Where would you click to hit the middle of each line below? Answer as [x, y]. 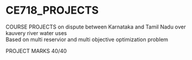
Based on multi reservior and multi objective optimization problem [87, 39]
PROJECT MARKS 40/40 [36, 50]
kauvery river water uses [36, 33]
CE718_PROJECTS [52, 10]
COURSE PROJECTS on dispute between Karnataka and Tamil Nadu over [96, 27]
